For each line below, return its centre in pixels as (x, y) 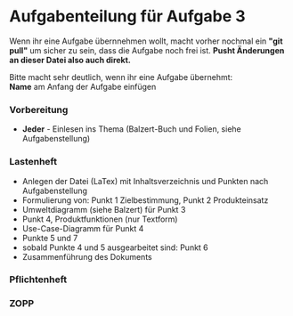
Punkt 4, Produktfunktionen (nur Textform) (100, 219)
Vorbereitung (39, 109)
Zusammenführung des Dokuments (87, 256)
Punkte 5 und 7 (50, 238)
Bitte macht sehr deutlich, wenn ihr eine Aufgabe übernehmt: (121, 77)
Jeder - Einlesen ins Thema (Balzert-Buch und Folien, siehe (132, 129)
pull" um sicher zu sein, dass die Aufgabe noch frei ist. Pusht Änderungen (147, 50)
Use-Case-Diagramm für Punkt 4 (83, 228)
